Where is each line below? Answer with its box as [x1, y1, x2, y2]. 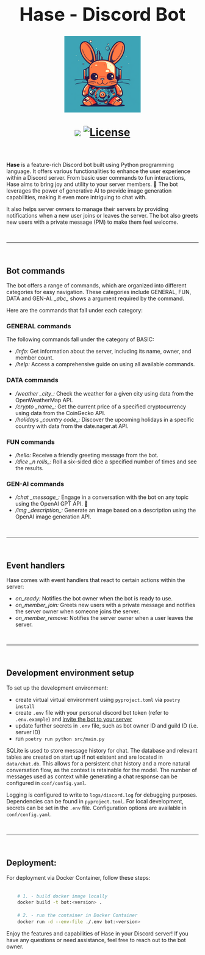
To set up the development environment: [6, 684, 109, 691]
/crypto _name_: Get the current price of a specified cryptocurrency [15, 403, 186, 410]
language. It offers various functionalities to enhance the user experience [6, 168, 191, 175]
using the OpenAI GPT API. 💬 [15, 500, 88, 507]
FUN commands [6, 437, 55, 446]
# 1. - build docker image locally [17, 893, 108, 899]
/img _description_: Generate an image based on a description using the [15, 507, 196, 514]
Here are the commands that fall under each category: [6, 307, 143, 314]
